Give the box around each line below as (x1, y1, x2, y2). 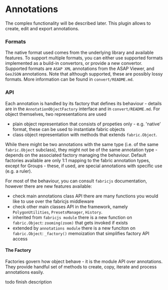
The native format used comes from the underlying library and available (5, 49, 154, 56)
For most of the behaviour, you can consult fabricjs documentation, (5, 178, 147, 184)
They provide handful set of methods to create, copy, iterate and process (5, 263, 157, 270)
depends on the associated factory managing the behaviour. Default (5, 152, 147, 158)
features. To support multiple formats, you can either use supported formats (5, 55, 163, 61)
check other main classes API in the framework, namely (12, 203, 128, 209)
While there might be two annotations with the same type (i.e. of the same (5, 141, 158, 147)
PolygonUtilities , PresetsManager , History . (12, 209, 103, 215)
